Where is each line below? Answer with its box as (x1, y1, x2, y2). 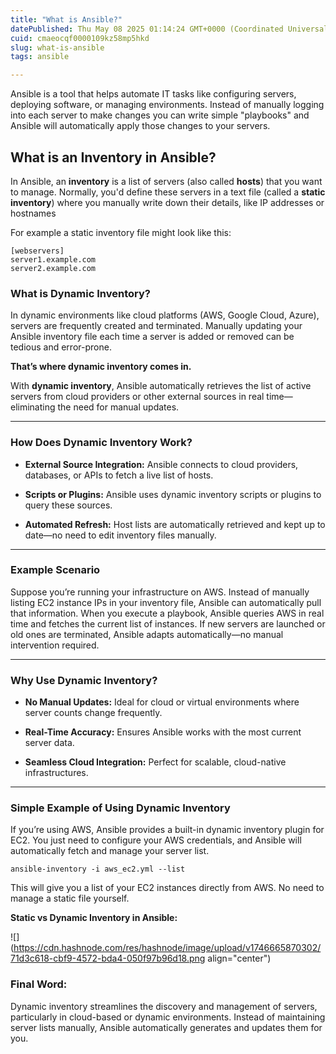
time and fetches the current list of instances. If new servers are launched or (10, 617, 326, 630)
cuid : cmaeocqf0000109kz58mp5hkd (10, 33, 150, 43)
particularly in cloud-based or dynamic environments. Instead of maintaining (10, 1011, 326, 1023)
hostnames (10, 207, 57, 219)
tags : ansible (10, 52, 70, 62)
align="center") (207, 952, 272, 965)
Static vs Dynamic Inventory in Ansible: (10, 912, 178, 924)
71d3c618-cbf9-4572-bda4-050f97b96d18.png (10, 952, 206, 965)
